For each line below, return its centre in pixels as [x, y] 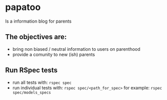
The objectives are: [36, 37]
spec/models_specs [32, 92]
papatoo [23, 7]
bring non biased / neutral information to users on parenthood [76, 49]
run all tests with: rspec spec [42, 82]
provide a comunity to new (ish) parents [54, 54]
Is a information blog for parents [38, 21]
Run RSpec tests [31, 70]
